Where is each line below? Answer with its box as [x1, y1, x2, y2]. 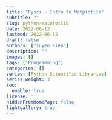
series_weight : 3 [6, 76, 50, 82]
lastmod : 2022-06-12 [6, 32, 59, 38]
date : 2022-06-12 [6, 25, 50, 32]
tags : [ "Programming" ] [6, 59, 64, 65]
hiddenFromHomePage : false [6, 99, 74, 105]
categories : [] [6, 65, 45, 72]
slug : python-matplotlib [6, 20, 69, 26]
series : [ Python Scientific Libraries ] [6, 71, 107, 77]
